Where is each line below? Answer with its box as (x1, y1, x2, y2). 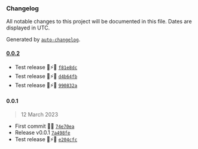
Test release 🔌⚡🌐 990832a (14, 81, 78, 88)
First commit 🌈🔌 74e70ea (14, 122, 75, 130)
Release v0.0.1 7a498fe (14, 129, 71, 136)
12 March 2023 (20, 111, 59, 118)
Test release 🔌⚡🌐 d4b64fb (14, 72, 78, 79)
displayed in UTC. (6, 24, 50, 31)
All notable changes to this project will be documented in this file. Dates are (6, 18, 193, 25)
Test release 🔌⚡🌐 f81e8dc (14, 63, 78, 70)
